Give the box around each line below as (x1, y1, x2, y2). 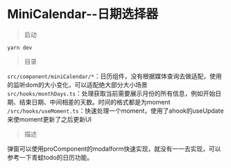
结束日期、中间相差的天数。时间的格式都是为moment (19, 97, 171, 106)
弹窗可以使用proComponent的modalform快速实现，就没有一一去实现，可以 (7, 144, 221, 153)
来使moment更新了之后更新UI (7, 115, 92, 123)
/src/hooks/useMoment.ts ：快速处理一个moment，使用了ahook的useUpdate (7, 106, 224, 115)
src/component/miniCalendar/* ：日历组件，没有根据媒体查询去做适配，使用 (7, 72, 222, 80)
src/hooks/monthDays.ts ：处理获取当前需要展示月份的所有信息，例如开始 (7, 89, 216, 97)
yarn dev (7, 44, 33, 51)
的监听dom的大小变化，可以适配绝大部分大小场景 (7, 80, 148, 88)
